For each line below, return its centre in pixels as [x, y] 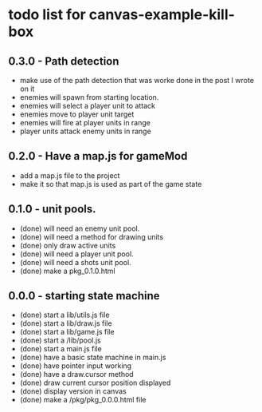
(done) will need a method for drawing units [92, 236]
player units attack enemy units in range [85, 131]
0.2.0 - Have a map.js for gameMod [98, 156]
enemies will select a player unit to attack [87, 106]
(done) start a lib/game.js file [67, 332]
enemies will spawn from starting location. [89, 97]
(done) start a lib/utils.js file [65, 315]
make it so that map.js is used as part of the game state [111, 184]
